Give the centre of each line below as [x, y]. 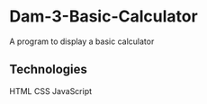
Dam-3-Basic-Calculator [103, 17]
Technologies [49, 69]
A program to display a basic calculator [82, 41]
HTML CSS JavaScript [51, 91]
